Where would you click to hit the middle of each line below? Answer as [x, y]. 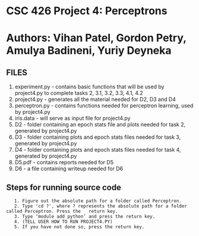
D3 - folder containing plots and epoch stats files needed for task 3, [98, 137]
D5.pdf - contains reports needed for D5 [64, 162]
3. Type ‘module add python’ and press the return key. [85, 216]
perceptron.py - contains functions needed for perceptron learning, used [104, 106]
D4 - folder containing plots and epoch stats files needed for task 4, [98, 150]
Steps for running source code [64, 187]
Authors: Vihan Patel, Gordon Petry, [96, 38]
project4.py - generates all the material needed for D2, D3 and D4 [95, 100]
